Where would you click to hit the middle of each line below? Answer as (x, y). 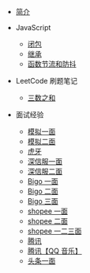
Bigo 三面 (43, 201)
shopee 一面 (48, 211)
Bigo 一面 (43, 181)
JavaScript (33, 27)
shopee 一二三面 (54, 231)
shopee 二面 (48, 221)
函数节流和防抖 (52, 64)
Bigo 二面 (43, 191)
